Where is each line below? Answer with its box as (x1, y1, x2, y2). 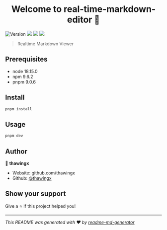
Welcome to (11, 3, 62, 15)
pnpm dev (5, 133, 23, 139)
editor (67, 14, 92, 25)
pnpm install (5, 106, 32, 111)
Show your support (5, 190, 66, 198)
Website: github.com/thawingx (12, 170, 76, 176)
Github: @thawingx (12, 175, 52, 181)
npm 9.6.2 (12, 74, 33, 79)
